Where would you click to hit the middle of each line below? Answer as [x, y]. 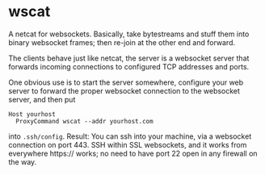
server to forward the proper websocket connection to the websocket [124, 90]
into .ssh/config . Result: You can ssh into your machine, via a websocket [130, 136]
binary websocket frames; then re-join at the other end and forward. [122, 42]
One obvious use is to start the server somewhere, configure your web [126, 82]
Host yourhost [32, 114]
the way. [23, 162]
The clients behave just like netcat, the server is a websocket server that [129, 58]
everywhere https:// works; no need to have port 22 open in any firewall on [133, 153]
